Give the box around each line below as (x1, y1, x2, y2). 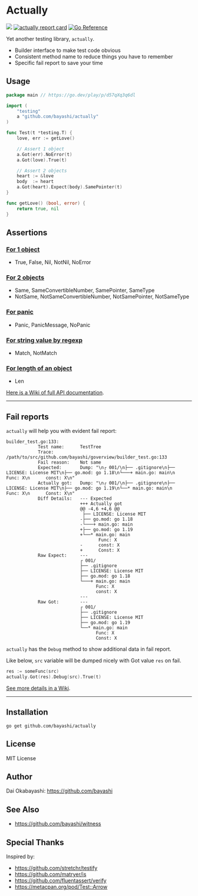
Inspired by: (6, 853, 35, 860)
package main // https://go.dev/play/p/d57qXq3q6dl (6, 92, 136, 98)
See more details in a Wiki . (6, 685, 71, 692)
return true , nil (16, 206, 60, 211)
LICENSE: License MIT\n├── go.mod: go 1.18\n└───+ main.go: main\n (6, 470, 176, 476)
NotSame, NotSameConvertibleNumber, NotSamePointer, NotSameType (14, 293, 190, 300)
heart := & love (16, 173, 54, 179)
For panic (6, 308, 34, 316)
